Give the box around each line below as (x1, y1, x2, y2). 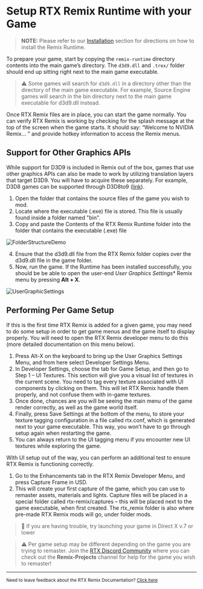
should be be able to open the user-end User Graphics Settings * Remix (14, 269, 193, 276)
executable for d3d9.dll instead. (21, 99, 101, 106)
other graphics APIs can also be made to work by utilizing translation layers (6, 170, 194, 177)
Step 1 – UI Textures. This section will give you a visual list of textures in (14, 371, 193, 379)
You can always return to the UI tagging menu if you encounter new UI (14, 435, 190, 443)
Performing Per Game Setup (6, 305, 114, 316)
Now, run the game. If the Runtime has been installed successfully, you (14, 263, 192, 270)
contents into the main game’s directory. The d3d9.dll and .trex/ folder (6, 62, 185, 69)
